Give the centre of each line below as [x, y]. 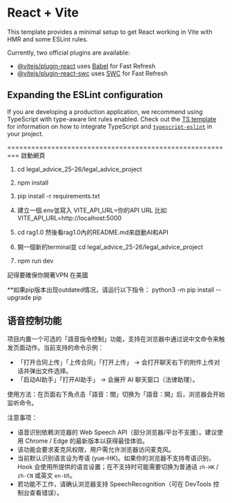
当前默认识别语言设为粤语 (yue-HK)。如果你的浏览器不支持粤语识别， [116, 458]
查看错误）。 [46, 493]
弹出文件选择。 [51, 370]
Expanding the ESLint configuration [85, 95]
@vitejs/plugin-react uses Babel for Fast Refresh [86, 66]
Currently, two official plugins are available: [69, 53]
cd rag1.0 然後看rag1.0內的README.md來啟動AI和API [93, 232]
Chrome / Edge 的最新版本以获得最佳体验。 [87, 441]
